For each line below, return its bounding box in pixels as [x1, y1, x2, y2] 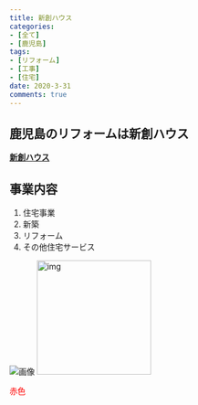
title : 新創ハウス [9, 13, 73, 23]
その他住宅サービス [22, 241, 96, 252]
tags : [9, 48, 30, 57]
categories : [9, 22, 55, 31]
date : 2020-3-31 [9, 81, 71, 91]
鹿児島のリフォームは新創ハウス [9, 125, 190, 142]
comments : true [9, 90, 68, 99]
